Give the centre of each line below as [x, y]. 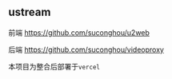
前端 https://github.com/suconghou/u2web [79, 32]
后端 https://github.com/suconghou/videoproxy [86, 49]
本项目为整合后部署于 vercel [54, 66]
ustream [30, 12]
